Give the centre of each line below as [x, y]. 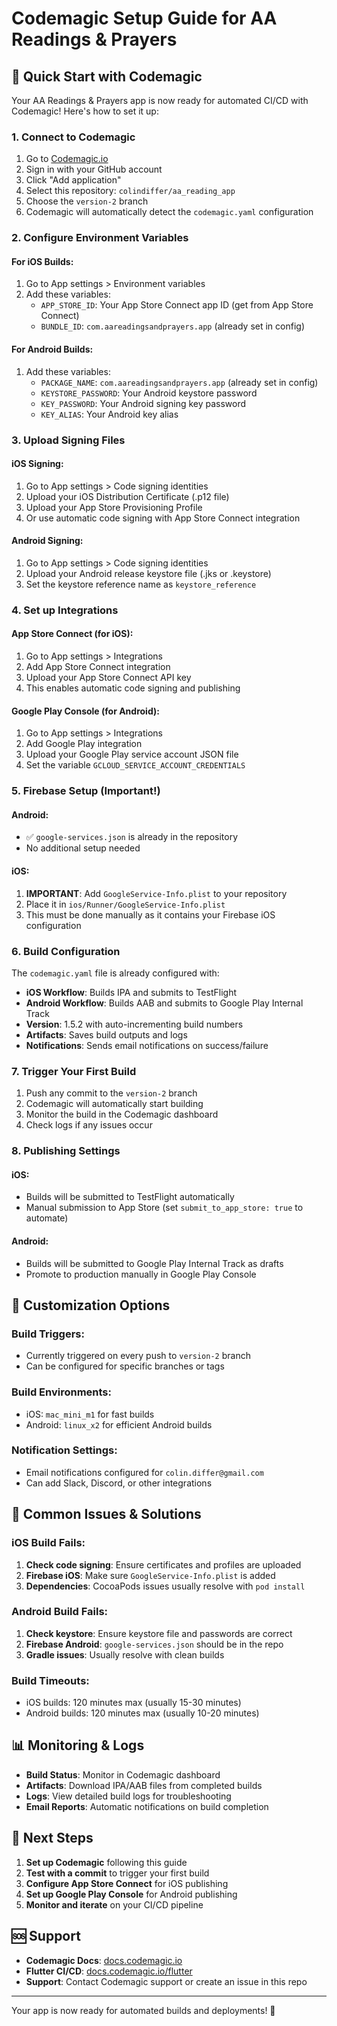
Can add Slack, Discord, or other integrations [119, 1483]
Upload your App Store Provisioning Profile [114, 507]
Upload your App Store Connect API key [108, 678]
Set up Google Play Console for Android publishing [131, 1894]
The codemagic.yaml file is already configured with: [115, 973]
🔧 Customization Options [91, 1305]
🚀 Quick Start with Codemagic [107, 76]
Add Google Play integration [84, 744]
